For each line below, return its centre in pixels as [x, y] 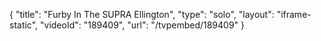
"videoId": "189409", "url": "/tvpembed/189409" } [143, 25]
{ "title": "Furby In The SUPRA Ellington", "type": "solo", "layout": [142, 14]
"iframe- [294, 14]
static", [24, 25]
